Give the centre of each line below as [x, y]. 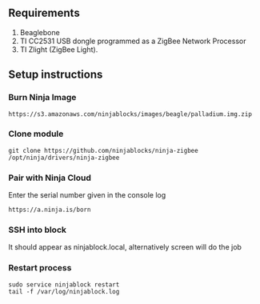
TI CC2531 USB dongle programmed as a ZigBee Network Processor [133, 41]
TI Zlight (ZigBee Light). [59, 49]
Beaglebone [40, 32]
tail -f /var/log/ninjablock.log [64, 291]
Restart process [40, 268]
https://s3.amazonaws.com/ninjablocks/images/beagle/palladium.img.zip [130, 114]
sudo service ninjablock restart [64, 284]
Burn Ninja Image [42, 98]
